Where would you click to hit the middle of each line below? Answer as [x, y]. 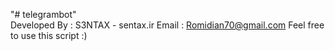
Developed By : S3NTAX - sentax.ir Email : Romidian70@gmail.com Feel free [167, 25]
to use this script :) [49, 35]
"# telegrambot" [43, 14]
